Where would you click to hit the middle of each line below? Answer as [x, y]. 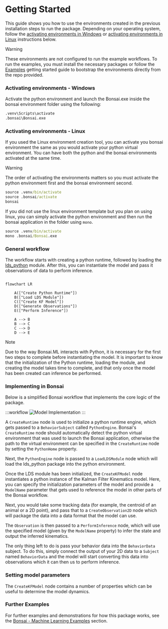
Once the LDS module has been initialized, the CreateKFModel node [74, 474]
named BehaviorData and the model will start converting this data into [77, 557]
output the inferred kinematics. [37, 536]
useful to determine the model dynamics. [48, 591]
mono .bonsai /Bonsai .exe [31, 236]
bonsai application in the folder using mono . [49, 222]
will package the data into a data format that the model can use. [71, 516]
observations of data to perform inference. [49, 270]
